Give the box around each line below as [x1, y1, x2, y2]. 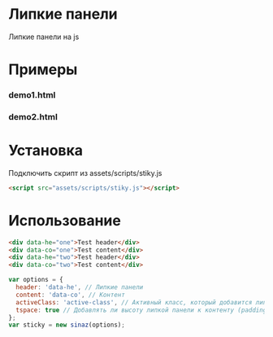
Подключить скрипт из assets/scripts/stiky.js [8, 168, 162, 177]
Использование [8, 211, 122, 230]
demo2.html [8, 111, 58, 122]
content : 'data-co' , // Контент [15, 291, 126, 299]
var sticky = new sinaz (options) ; [8, 321, 126, 330]
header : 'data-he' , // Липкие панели [15, 283, 144, 291]
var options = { [8, 276, 63, 284]
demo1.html [8, 90, 56, 101]
